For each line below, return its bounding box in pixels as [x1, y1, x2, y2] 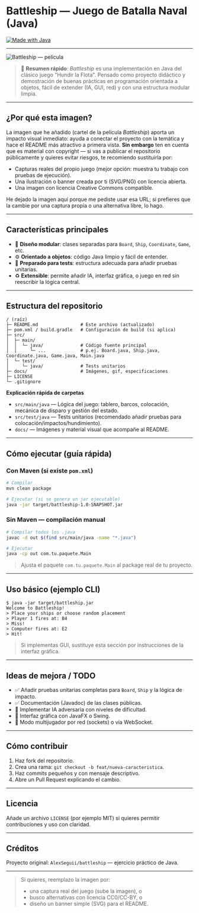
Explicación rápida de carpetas [6, 390, 84, 397]
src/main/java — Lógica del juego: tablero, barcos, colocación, [14, 401, 169, 408]
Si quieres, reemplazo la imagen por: [20, 876, 111, 883]
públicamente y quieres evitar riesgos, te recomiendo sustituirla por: [6, 154, 173, 161]
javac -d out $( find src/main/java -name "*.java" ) [6, 535, 136, 541]
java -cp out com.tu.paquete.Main [6, 551, 92, 557]
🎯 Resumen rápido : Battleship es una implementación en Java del [20, 65, 182, 72]
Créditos [6, 844, 39, 853]
